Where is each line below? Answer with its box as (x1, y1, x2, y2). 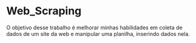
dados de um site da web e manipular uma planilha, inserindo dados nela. (6, 30, 190, 37)
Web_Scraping (6, 4, 82, 18)
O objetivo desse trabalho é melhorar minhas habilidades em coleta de (6, 24, 183, 31)
